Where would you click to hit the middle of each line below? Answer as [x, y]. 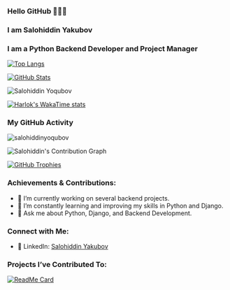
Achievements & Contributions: [62, 183]
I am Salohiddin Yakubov [50, 29]
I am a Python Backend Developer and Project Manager [102, 48]
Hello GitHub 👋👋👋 [37, 11]
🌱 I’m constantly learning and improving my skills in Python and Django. [120, 205]
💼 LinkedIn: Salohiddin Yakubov [63, 247]
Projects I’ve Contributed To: [57, 264]
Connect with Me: [38, 231]
